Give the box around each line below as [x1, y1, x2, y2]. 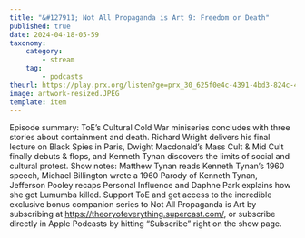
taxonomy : [9, 38, 47, 48]
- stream [42, 55, 75, 64]
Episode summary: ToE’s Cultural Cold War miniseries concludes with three [9, 122, 290, 133]
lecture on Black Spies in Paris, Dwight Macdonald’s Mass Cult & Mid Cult [9, 141, 284, 152]
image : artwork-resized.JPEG [9, 89, 120, 98]
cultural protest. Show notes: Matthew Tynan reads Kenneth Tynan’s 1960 [9, 160, 285, 172]
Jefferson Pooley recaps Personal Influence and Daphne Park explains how [9, 180, 291, 191]
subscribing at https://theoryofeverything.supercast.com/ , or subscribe [9, 209, 276, 220]
